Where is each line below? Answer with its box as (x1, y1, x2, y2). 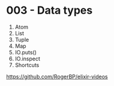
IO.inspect (14, 55, 41, 62)
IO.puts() (14, 48, 37, 56)
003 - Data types (6, 4, 93, 17)
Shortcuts (14, 61, 40, 69)
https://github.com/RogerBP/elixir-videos (6, 73, 108, 80)
